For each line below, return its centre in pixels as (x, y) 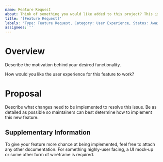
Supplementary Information (48, 133)
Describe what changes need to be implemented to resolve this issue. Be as (81, 107)
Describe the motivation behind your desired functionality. (63, 65)
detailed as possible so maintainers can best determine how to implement (79, 112)
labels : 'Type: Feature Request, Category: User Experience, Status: (77, 23)
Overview (25, 52)
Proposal (24, 94)
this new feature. (22, 117)
